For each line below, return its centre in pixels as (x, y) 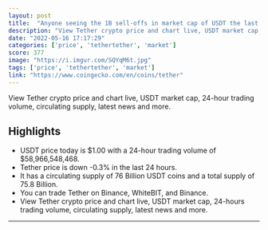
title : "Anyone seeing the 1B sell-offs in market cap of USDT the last (134, 23)
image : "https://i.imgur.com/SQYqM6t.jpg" (80, 61)
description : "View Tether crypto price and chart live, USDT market (126, 30)
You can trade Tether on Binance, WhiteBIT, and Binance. (114, 193)
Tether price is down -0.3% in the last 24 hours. (99, 168)
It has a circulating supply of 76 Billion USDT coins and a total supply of (137, 176)
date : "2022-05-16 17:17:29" (57, 38)
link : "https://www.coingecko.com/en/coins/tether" (96, 75)
